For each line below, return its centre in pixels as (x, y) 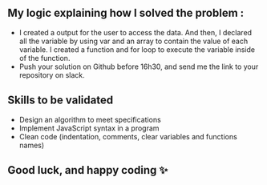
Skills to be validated (61, 101)
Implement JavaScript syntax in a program (89, 128)
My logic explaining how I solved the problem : (126, 13)
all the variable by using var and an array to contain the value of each (133, 41)
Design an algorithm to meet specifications (90, 119)
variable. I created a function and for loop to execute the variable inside (137, 49)
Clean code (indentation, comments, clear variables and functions (128, 136)
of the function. (44, 58)
